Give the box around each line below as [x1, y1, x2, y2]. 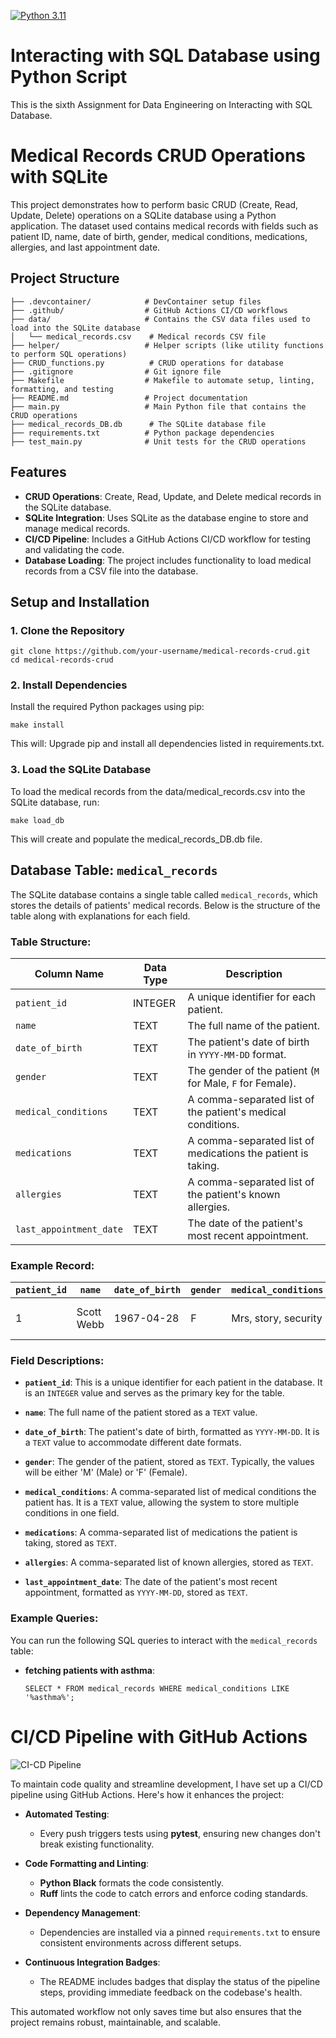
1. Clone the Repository [10, 623, 125, 637]
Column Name [34, 966, 105, 980]
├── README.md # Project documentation [10, 393, 248, 403]
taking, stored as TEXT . [24, 1537, 118, 1549]
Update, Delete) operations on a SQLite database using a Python [10, 209, 277, 221]
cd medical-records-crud [10, 655, 114, 665]
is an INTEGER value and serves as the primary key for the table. [24, 1387, 285, 1399]
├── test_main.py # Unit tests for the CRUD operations [10, 436, 307, 447]
